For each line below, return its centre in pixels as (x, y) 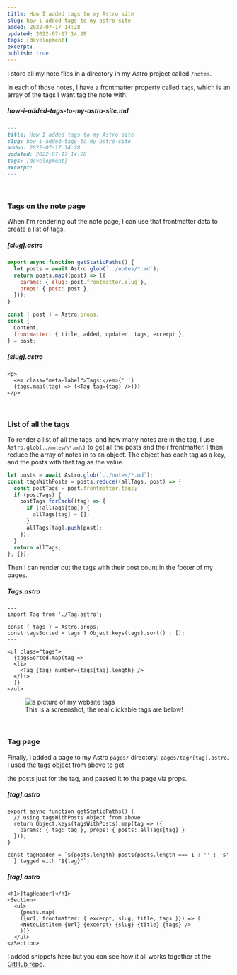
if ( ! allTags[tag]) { (58, 508)
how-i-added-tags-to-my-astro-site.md (68, 111)
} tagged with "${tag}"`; (52, 861)
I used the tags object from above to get (66, 765)
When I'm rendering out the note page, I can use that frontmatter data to (112, 222)
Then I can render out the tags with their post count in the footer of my (110, 568)
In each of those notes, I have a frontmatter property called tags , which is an (119, 87)
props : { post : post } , (55, 289)
